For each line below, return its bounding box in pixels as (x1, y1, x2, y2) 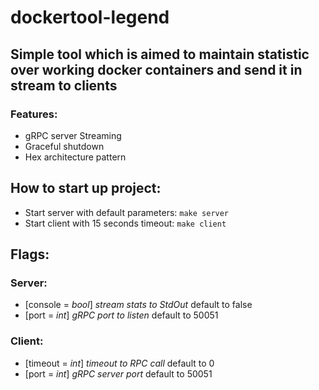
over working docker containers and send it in (10, 61, 303, 78)
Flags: (10, 246, 50, 263)
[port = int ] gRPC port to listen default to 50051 (24, 309, 219, 321)
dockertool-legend (10, 6, 170, 29)
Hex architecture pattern (24, 151, 127, 163)
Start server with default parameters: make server (24, 206, 230, 218)
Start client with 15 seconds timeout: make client (24, 217, 227, 229)
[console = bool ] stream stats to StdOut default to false (24, 299, 253, 311)
